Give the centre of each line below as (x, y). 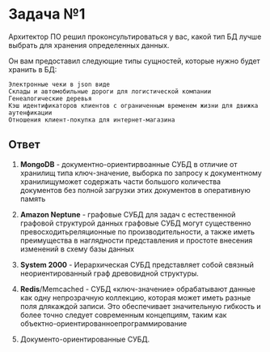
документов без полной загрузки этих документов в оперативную (135, 190)
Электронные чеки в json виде (59, 84)
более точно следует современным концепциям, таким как (123, 315)
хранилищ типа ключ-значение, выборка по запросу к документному (141, 173)
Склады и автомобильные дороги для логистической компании (110, 91)
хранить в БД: (33, 69)
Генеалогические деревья (50, 98)
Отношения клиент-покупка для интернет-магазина (92, 120)
